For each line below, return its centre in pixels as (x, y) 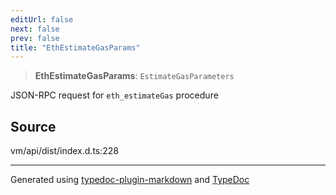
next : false (35, 29)
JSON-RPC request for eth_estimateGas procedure (114, 95)
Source (33, 126)
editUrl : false (42, 19)
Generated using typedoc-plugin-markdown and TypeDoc (130, 180)
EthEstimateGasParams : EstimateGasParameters (134, 76)
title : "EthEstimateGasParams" (75, 47)
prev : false (35, 38)
